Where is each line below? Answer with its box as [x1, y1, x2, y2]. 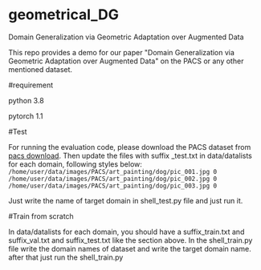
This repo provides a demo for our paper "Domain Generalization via [8, 47, 235, 57]
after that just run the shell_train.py [8, 252, 124, 262]
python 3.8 [8, 95, 44, 105]
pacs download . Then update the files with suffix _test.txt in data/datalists [8, 151, 253, 160]
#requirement [8, 80, 54, 90]
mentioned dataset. [8, 64, 73, 74]
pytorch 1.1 [8, 111, 43, 121]
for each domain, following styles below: [8, 159, 143, 169]
